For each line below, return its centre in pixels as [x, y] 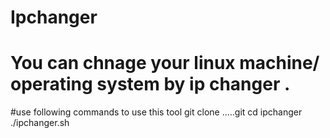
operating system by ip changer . [150, 84]
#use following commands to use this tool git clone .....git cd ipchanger [156, 112]
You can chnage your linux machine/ [165, 63]
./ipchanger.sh [40, 123]
